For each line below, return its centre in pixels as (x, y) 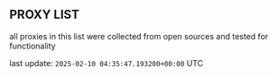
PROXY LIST (44, 15)
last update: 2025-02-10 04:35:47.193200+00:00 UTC (107, 63)
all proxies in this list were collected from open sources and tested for (139, 36)
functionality (32, 46)
